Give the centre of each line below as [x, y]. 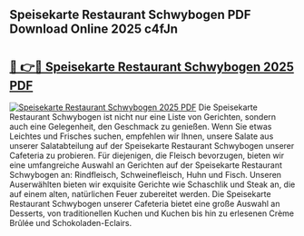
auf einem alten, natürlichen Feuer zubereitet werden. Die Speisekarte [140, 194]
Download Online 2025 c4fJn [94, 29]
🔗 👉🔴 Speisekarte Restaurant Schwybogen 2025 [152, 67]
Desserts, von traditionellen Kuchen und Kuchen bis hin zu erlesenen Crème [152, 213]
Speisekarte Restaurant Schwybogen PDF [130, 15]
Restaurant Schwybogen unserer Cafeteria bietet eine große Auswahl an [145, 204]
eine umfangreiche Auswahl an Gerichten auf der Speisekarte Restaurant [146, 165]
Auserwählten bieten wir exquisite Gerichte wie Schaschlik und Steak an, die [152, 184]
